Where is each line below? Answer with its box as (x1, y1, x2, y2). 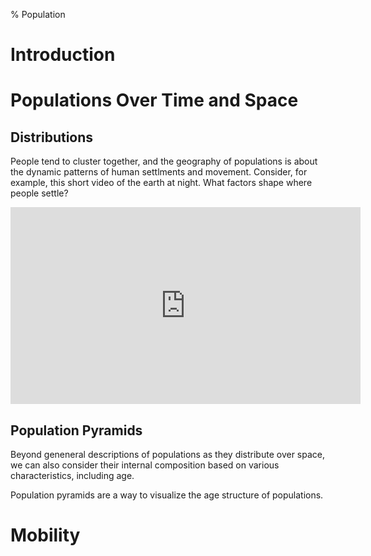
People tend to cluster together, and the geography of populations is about (10, 155, 318, 168)
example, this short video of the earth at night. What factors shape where (10, 177, 313, 189)
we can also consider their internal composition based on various (10, 459, 280, 471)
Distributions (10, 129, 94, 146)
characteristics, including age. (10, 470, 135, 481)
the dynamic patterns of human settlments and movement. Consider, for (10, 166, 308, 178)
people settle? (10, 187, 69, 199)
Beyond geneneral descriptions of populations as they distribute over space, (10, 449, 326, 460)
